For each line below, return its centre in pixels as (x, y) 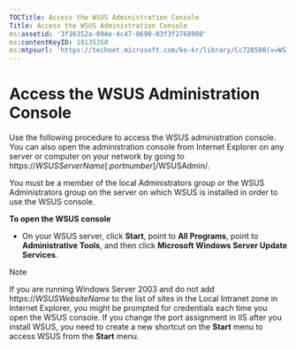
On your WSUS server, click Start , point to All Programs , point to (140, 237)
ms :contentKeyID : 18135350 (59, 42)
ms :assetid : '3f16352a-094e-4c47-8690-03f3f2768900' (108, 34)
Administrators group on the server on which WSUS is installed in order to (144, 192)
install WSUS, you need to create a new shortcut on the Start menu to (136, 327)
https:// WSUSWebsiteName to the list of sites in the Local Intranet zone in (144, 299)
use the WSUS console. (52, 202)
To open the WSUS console (60, 219)
